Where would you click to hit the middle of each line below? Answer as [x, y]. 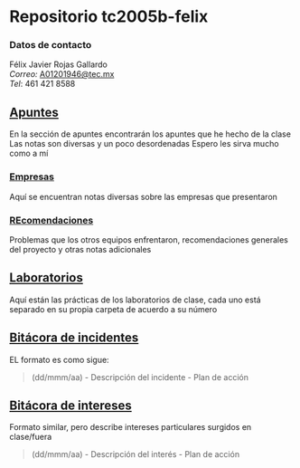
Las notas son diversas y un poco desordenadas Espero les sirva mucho [144, 144]
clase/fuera [31, 437]
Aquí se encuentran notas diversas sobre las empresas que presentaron [144, 196]
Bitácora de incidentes [74, 338]
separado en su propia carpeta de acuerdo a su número [113, 309]
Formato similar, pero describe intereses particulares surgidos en [131, 427]
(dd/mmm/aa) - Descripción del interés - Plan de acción [136, 454]
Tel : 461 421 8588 [42, 84]
